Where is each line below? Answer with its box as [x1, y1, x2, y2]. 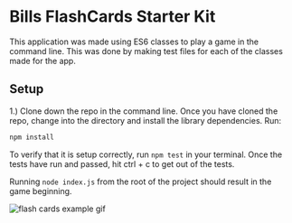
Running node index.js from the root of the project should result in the [9, 176, 272, 187]
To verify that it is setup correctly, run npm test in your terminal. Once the [9, 149, 283, 160]
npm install [9, 133, 54, 142]
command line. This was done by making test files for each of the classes [9, 45, 283, 56]
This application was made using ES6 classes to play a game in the [9, 36, 259, 47]
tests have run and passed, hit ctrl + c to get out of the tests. [9, 158, 235, 169]
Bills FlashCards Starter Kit [9, 6, 216, 27]
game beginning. [9, 185, 72, 196]
